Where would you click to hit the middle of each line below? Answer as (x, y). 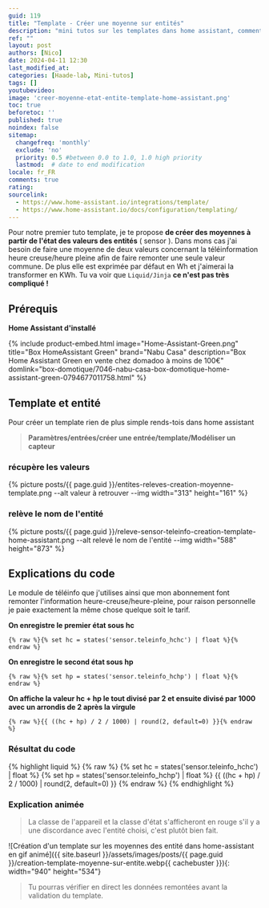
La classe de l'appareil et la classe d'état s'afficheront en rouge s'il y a (144, 822)
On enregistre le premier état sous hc (71, 626)
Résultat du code (42, 749)
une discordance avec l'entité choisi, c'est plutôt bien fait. (123, 830)
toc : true (25, 105)
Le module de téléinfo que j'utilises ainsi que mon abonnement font (119, 593)
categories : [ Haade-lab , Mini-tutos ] (71, 75)
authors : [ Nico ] (35, 53)
